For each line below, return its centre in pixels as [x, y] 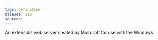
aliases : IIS [18, 14]
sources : [14, 19]
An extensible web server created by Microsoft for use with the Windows [79, 33]
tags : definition [23, 10]
